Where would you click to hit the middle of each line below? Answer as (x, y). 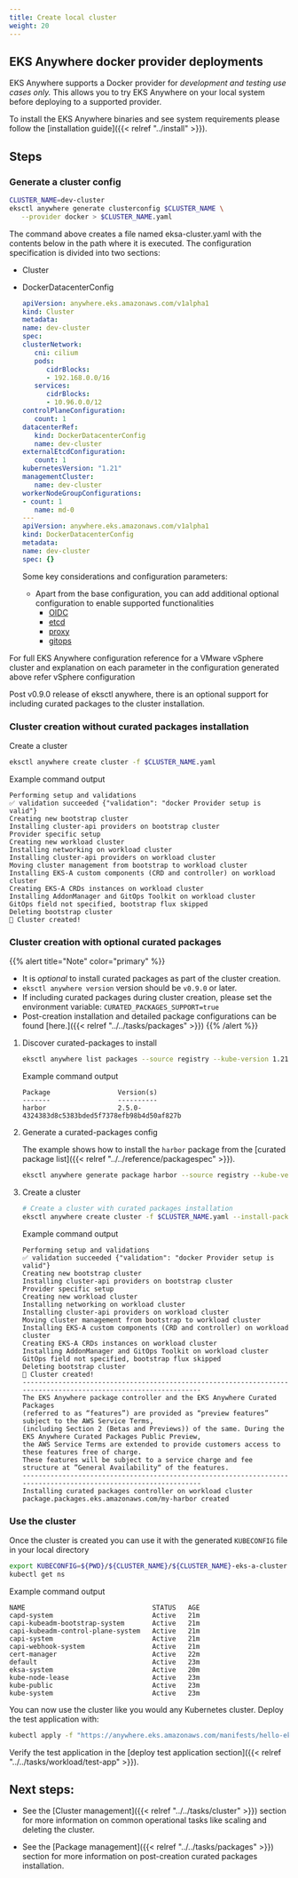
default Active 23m (105, 1662)
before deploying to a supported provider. (86, 102)
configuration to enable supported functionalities (125, 603)
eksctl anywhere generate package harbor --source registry (135, 1175)
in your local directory (49, 1549)
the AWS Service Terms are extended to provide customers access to (151, 1444)
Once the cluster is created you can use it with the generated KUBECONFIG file (149, 1540)
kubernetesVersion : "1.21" (72, 469)
